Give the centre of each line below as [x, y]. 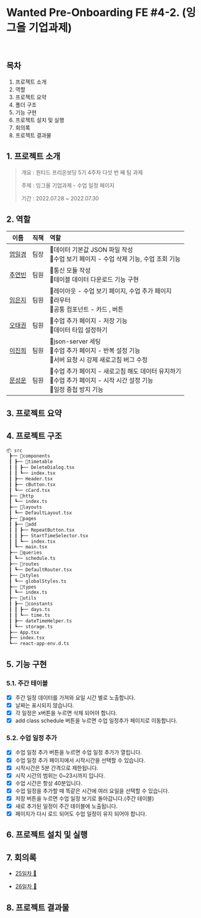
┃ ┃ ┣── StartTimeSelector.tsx [48, 535]
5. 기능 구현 [27, 664]
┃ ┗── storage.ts [31, 626]
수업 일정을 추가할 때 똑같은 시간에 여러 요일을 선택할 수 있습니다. [92, 791]
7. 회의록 [21, 857]
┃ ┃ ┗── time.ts [30, 615]
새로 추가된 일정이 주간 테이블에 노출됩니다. [66, 806]
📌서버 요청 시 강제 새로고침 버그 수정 [99, 360]
